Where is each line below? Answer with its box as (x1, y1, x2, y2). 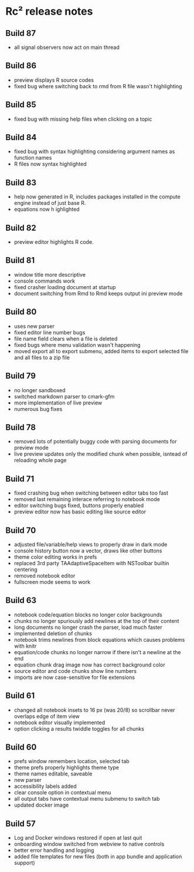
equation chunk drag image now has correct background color (13, 661, 165, 668)
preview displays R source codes (13, 76, 94, 84)
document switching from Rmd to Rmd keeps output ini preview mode (13, 290, 183, 297)
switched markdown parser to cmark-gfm (13, 393, 115, 400)
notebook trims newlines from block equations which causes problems (13, 636, 185, 643)
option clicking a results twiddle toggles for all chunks (13, 725, 145, 732)
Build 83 (5, 177, 36, 187)
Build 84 (5, 132, 37, 142)
